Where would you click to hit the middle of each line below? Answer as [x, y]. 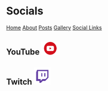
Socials [25, 11]
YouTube [23, 52]
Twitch [19, 82]
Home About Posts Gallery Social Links [54, 28]
